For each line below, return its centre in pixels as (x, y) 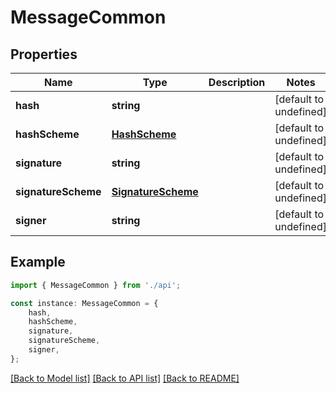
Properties (44, 54)
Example (38, 262)
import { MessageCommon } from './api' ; (96, 285)
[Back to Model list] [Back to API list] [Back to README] (125, 378)
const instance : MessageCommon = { (84, 303)
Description (237, 82)
